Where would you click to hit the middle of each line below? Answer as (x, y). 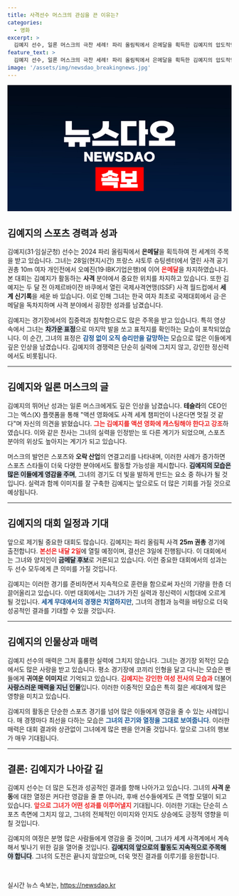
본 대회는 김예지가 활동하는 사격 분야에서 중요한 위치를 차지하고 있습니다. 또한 (115, 279)
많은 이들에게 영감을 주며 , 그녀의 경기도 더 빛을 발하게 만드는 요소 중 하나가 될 (114, 474)
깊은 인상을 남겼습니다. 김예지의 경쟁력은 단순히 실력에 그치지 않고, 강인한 (109, 347)
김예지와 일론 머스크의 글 (58, 387)
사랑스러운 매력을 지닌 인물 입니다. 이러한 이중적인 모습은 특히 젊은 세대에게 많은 (117, 687)
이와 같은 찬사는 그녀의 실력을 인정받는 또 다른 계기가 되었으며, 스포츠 (129, 432)
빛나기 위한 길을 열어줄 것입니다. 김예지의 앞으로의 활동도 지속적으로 (114, 848)
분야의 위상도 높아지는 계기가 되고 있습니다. (67, 441)
